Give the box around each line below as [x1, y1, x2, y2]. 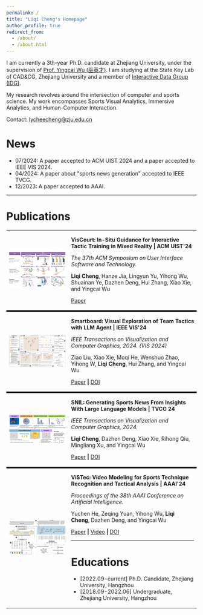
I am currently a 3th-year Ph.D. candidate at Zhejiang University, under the [6, 59, 192, 66]
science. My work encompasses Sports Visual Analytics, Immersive [6, 97, 175, 105]
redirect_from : [6, 29, 45, 35]
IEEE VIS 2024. [14, 163, 53, 171]
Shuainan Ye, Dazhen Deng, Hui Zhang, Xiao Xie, [71, 278, 192, 286]
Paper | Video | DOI [71, 528, 120, 536]
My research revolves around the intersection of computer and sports [6, 91, 180, 98]
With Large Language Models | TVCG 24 [71, 406, 175, 413]
